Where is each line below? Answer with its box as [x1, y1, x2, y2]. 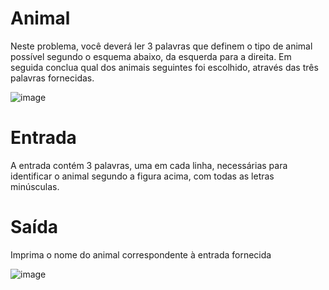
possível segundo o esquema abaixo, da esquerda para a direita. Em [10, 50, 292, 62]
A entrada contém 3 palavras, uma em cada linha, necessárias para [10, 159, 288, 171]
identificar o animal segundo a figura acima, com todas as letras [10, 170, 275, 182]
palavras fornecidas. [10, 72, 95, 84]
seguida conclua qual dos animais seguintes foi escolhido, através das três [10, 61, 319, 73]
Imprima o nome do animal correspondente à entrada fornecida [10, 248, 272, 261]
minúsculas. [10, 180, 60, 192]
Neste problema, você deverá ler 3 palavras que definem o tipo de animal [10, 40, 313, 52]
